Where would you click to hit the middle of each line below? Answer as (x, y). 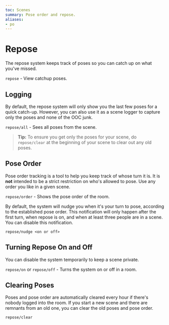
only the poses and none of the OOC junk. (49, 117)
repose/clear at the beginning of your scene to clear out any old (85, 142)
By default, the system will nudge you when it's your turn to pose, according (85, 206)
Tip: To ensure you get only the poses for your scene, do (77, 137)
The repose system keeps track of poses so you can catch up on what (79, 63)
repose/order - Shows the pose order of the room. (57, 196)
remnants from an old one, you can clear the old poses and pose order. (79, 308)
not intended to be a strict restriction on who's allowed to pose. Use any (80, 181)
